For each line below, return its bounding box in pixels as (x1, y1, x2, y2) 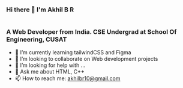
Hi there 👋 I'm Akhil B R (6, 5, 74, 14)
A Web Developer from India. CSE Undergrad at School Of (6, 28, 177, 36)
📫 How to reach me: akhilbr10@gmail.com (14, 75, 121, 82)
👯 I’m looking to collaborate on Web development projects (14, 55, 158, 63)
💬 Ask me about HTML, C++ (14, 68, 85, 75)
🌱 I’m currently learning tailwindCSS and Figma (14, 49, 131, 56)
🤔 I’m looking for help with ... (14, 61, 86, 69)
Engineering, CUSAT (6, 36, 67, 44)
